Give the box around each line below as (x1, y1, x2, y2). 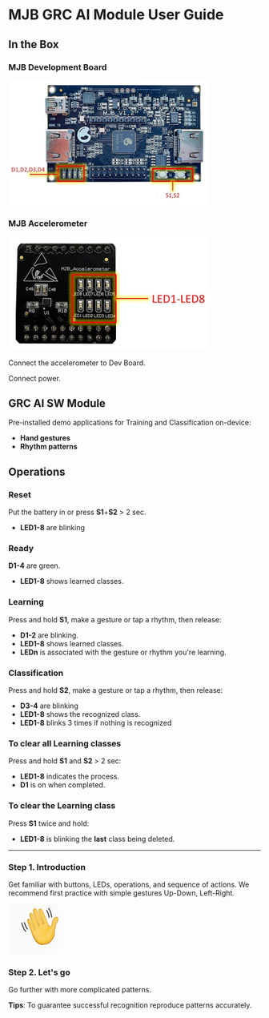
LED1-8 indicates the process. (19, 771, 120, 782)
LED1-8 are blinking (19, 523, 86, 533)
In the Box (8, 38, 59, 51)
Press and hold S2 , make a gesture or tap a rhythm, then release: (8, 686, 223, 694)
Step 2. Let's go (8, 967, 70, 978)
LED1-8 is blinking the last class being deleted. (19, 834, 175, 843)
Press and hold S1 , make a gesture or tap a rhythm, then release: (8, 614, 222, 624)
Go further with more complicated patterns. (8, 985, 152, 995)
